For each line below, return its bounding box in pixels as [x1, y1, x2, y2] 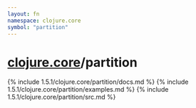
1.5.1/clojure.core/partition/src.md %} [7, 93, 116, 102]
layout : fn [7, 10, 40, 18]
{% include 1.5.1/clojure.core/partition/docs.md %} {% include [7, 77, 189, 86]
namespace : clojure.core [7, 17, 81, 24]
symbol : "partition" [7, 23, 69, 31]
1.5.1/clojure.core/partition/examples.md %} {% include [7, 85, 169, 94]
